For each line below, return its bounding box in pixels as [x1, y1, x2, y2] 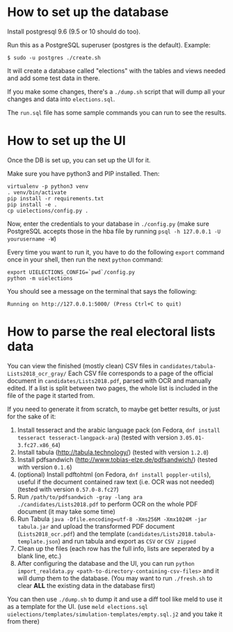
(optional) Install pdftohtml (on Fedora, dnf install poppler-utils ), [17, 470, 211, 479]
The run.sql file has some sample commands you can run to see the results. [7, 108, 227, 116]
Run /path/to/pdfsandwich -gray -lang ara [17, 492, 143, 501]
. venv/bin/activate [7, 189, 67, 196]
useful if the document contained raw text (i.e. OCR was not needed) [17, 477, 215, 486]
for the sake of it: [7, 412, 56, 421]
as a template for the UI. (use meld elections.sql [7, 602, 148, 610]
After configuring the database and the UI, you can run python [17, 559, 195, 567]
